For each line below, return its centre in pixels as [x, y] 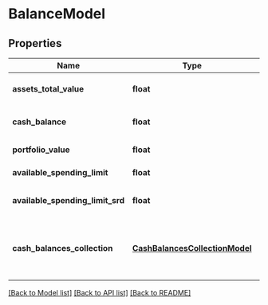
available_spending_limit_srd [69, 200]
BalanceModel [57, 14]
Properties [35, 43]
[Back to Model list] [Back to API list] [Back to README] [100, 293]
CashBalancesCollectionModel [192, 248]
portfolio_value [41, 150]
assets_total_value [48, 89]
